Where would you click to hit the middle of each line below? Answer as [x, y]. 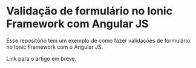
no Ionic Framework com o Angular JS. [55, 47]
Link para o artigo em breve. [41, 58]
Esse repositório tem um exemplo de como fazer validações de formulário [98, 40]
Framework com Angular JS [78, 24]
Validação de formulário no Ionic [90, 11]
